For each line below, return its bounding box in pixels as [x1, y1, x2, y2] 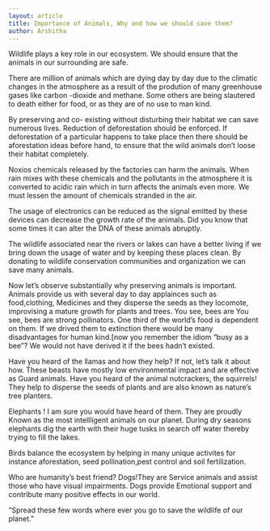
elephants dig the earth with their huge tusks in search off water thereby [8, 424, 250, 434]
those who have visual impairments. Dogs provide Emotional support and [8, 481, 252, 491]
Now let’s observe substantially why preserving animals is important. [8, 281, 237, 291]
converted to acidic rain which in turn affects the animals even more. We [8, 182, 250, 192]
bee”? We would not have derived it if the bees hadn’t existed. [8, 341, 215, 350]
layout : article [8, 11, 63, 20]
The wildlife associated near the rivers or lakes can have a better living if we [8, 240, 262, 249]
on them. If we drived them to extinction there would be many [8, 324, 213, 333]
